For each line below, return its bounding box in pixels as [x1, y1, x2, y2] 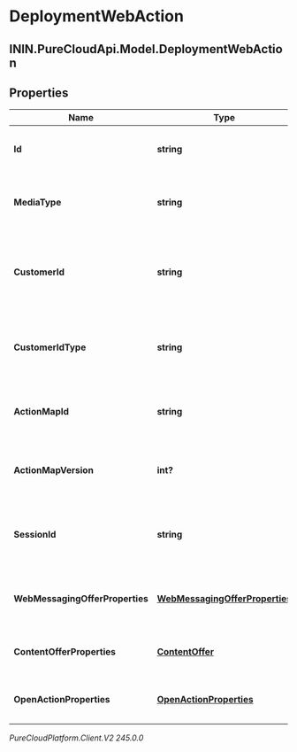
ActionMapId [13, 406, 69, 418]
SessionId [13, 529, 57, 541]
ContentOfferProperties [13, 646, 117, 658]
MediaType [13, 197, 62, 209]
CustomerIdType [13, 341, 87, 353]
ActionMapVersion [13, 464, 95, 477]
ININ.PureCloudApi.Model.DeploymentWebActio [9, 42, 283, 57]
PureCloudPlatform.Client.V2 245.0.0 [9, 733, 144, 743]
